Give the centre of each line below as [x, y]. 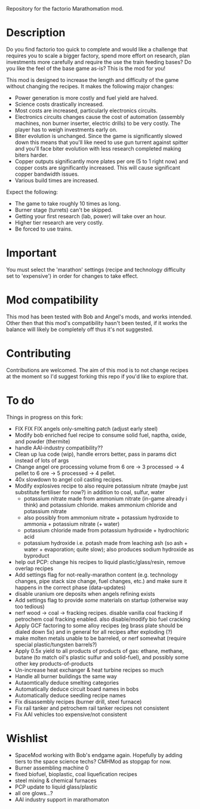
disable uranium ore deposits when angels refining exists [85, 593]
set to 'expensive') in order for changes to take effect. [72, 276]
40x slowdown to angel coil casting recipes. [69, 479]
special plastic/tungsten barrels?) [56, 644]
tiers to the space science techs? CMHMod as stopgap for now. [93, 761]
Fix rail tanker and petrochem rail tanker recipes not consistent [92, 708]
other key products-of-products [54, 663]
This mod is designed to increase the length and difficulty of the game [93, 79]
